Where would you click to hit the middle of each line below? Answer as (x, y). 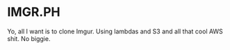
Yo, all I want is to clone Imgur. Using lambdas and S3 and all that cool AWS (115, 31)
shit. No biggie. (29, 38)
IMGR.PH (34, 12)
